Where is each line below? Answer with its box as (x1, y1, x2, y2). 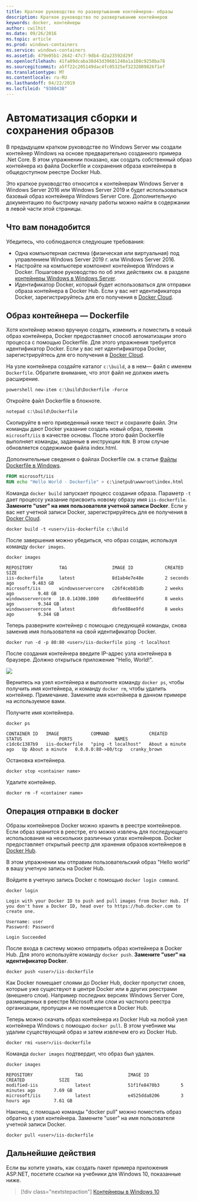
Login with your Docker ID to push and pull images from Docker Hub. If (6, 898, 189, 904)
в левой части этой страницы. (6, 205, 82, 212)
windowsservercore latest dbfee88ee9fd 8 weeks (6, 606, 184, 613)
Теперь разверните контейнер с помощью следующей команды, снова (6, 622, 187, 629)
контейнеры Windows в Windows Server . (14, 275, 117, 282)
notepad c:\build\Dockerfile (6, 409, 78, 415)
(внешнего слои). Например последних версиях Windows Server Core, (6, 992, 185, 999)
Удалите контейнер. (6, 779, 57, 786)
